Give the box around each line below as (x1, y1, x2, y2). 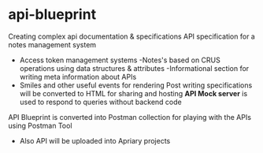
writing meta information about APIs (19, 72, 137, 81)
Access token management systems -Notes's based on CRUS (19, 55, 220, 65)
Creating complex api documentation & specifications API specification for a (8, 32, 256, 41)
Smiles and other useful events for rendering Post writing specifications (19, 80, 253, 90)
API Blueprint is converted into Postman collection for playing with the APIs (8, 112, 252, 121)
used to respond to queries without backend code (19, 97, 183, 106)
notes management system (8, 39, 97, 49)
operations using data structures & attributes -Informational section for (19, 63, 250, 73)
